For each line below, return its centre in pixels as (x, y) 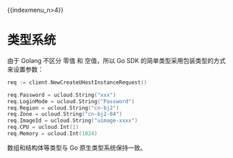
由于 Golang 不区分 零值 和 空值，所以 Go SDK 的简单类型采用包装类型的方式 (116, 60)
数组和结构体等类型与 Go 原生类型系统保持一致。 (77, 148)
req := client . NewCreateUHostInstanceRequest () (77, 82)
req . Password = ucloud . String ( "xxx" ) (62, 95)
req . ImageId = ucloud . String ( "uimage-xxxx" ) (72, 121)
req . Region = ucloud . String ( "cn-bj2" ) (63, 108)
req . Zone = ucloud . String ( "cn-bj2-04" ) (65, 114)
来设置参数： (25, 69)
